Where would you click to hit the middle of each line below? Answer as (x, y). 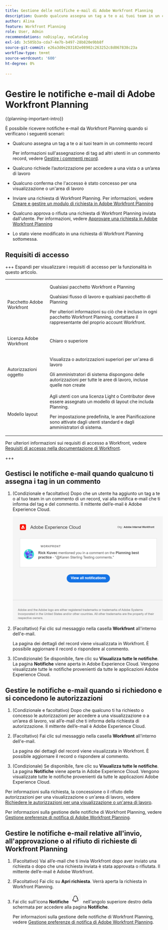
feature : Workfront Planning (35, 27)
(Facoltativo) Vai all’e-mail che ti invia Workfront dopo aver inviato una (84, 861)
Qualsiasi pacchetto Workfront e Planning (92, 287)
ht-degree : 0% (20, 63)
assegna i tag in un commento (53, 481)
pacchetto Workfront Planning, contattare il (94, 317)
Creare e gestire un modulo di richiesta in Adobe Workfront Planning (83, 204)
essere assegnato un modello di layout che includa (102, 402)
